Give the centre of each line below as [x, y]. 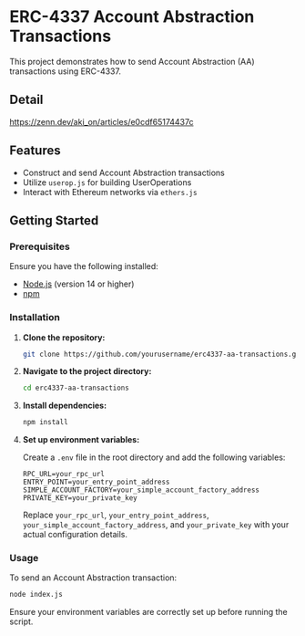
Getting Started [54, 220]
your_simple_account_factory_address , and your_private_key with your [156, 525]
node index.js [36, 595]
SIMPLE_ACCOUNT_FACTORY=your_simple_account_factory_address [141, 490]
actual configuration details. [75, 535]
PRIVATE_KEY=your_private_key [80, 498]
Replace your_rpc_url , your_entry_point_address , [116, 515]
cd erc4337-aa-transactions [76, 388]
